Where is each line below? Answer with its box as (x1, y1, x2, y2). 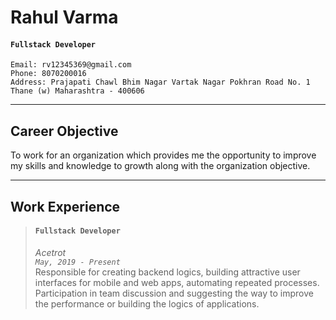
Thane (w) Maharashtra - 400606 (10, 86, 145, 96)
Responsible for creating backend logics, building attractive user (34, 266, 301, 278)
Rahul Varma (10, 6, 119, 29)
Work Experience (10, 198, 121, 215)
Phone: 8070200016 (10, 69, 87, 79)
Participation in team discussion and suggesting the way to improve (34, 287, 314, 299)
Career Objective (10, 122, 119, 140)
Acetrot (34, 246, 67, 258)
